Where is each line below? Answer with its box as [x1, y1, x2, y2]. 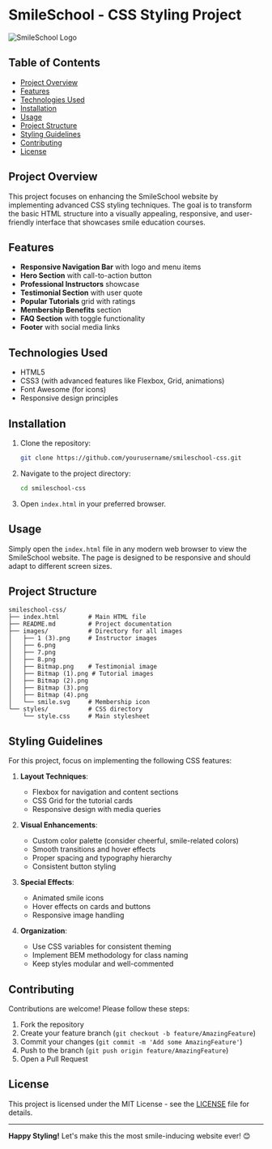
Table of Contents [8, 56, 101, 70]
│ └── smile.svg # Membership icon [8, 698, 151, 707]
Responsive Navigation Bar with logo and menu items [19, 262, 202, 272]
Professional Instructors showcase [19, 280, 140, 289]
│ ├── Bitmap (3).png [8, 684, 89, 692]
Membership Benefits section [19, 305, 121, 315]
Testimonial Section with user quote [19, 288, 143, 297]
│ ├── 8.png [8, 656, 57, 664]
